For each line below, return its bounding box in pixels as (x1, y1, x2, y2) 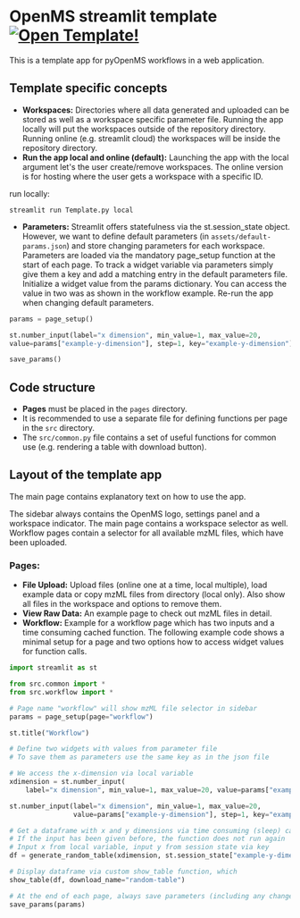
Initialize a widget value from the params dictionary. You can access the (21, 278, 287, 289)
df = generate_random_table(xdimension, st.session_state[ (9, 851, 234, 860)
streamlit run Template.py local (9, 206, 134, 215)
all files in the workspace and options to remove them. (21, 599, 222, 610)
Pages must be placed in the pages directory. (21, 404, 187, 415)
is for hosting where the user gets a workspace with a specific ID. (21, 171, 263, 181)
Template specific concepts (9, 80, 168, 96)
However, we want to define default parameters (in (21, 231, 210, 241)
